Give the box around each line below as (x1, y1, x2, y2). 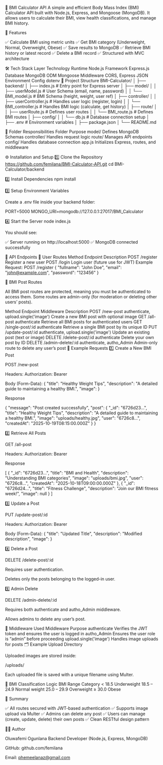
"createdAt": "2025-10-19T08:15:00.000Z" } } (5, 421, 96, 426)
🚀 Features (5, 30, 27, 35)
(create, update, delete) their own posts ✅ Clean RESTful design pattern (5, 717, 149, 722)
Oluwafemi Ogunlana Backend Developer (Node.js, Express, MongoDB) (5, 736, 148, 741)
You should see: (5, 230, 37, 235)
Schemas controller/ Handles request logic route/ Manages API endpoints (5, 134, 152, 139)
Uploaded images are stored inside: (5, 653, 76, 658)
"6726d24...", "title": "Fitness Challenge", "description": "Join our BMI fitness (5, 486, 159, 491)
